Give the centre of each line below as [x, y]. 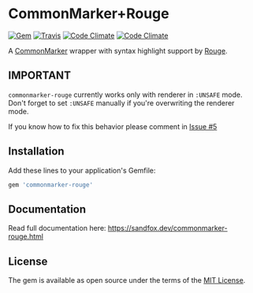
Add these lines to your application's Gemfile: [82, 170]
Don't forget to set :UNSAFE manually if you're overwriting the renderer [121, 102]
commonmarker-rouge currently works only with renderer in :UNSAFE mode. [125, 95]
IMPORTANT [39, 76]
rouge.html [26, 236]
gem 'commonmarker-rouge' [50, 185]
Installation [36, 152]
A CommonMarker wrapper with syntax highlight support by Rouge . [118, 50]
